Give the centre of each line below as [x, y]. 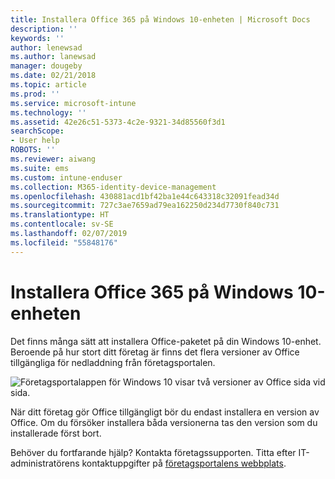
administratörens [45, 463]
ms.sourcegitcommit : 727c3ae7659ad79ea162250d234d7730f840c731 [145, 206]
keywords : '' [37, 38]
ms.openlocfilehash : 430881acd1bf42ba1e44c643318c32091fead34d [145, 196]
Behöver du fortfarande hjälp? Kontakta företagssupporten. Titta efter [153, 452]
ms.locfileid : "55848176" [64, 242]
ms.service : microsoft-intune [73, 103]
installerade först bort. [56, 433]
